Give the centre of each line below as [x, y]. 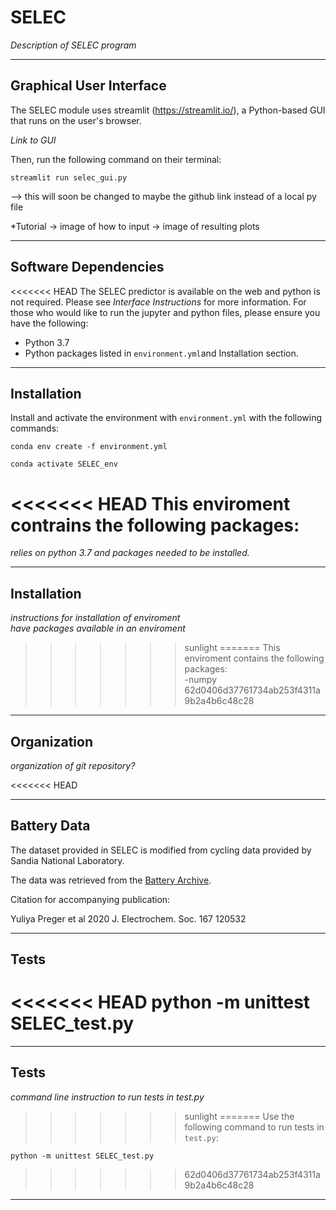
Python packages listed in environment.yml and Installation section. [161, 353]
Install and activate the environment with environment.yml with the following [166, 418]
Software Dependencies [87, 267]
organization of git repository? [73, 765]
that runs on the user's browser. [76, 120]
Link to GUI [33, 140]
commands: [35, 428]
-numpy [200, 680]
